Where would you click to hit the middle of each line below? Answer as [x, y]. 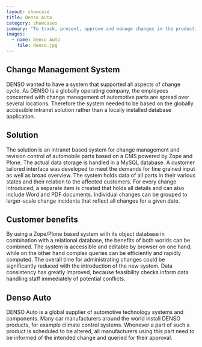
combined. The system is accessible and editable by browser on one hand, [99, 247]
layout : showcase [28, 12]
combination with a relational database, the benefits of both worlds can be [98, 241]
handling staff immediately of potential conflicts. [66, 279]
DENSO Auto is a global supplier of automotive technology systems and [95, 312]
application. [21, 116]
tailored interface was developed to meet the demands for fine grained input [101, 168]
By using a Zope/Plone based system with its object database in [86, 234]
